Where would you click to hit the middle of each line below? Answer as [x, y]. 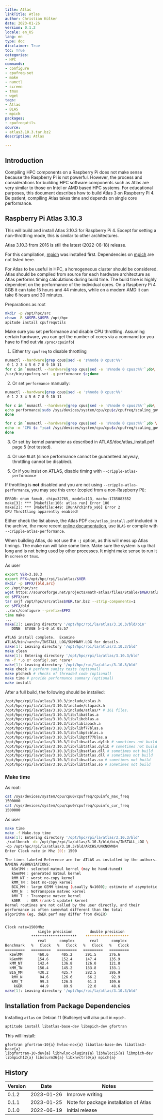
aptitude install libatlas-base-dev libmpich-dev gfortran [66, 1026]
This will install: [20, 1036]
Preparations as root [25, 304]
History [16, 1072]
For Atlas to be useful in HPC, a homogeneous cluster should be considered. [81, 269]
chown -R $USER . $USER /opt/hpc [37, 318]
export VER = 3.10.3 [24, 574]
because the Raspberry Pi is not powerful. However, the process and [74, 177]
